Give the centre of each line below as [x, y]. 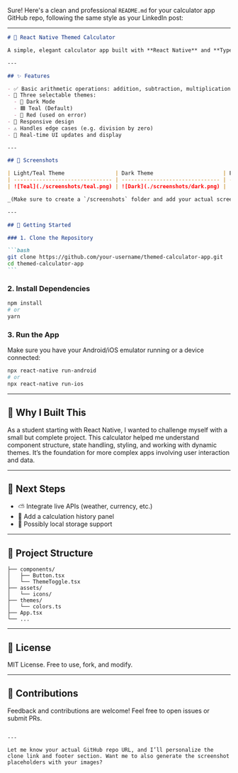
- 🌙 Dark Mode [34, 102]
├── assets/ [25, 588]
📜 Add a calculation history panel [66, 517]
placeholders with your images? [55, 762]
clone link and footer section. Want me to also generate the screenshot [119, 756]
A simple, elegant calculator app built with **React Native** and [109, 50]
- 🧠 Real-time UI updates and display [64, 135]
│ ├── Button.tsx [36, 576]
